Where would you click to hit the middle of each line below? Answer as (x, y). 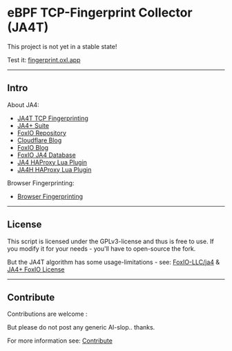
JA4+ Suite (33, 125)
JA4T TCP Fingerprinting (52, 118)
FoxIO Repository (42, 133)
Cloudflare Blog (39, 140)
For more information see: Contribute (60, 341)
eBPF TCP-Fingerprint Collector (100, 13)
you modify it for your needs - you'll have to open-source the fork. (101, 248)
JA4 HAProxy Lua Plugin (52, 162)
